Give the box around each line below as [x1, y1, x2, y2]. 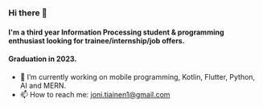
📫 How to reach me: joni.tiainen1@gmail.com [19, 89, 171, 99]
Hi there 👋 [8, 7, 48, 19]
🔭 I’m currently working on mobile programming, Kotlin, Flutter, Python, [19, 72, 256, 81]
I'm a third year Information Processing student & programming [8, 27, 224, 37]
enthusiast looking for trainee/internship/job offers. [8, 35, 185, 45]
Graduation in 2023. [8, 54, 77, 64]
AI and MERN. [19, 80, 67, 90]
